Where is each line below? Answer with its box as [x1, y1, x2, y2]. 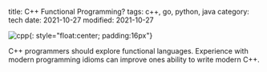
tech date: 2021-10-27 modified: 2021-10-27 [8, 15, 154, 25]
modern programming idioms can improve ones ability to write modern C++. [8, 55, 261, 64]
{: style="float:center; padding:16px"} [29, 31, 153, 40]
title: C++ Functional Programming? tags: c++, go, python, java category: [8, 7, 250, 16]
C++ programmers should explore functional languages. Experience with [8, 46, 249, 55]
